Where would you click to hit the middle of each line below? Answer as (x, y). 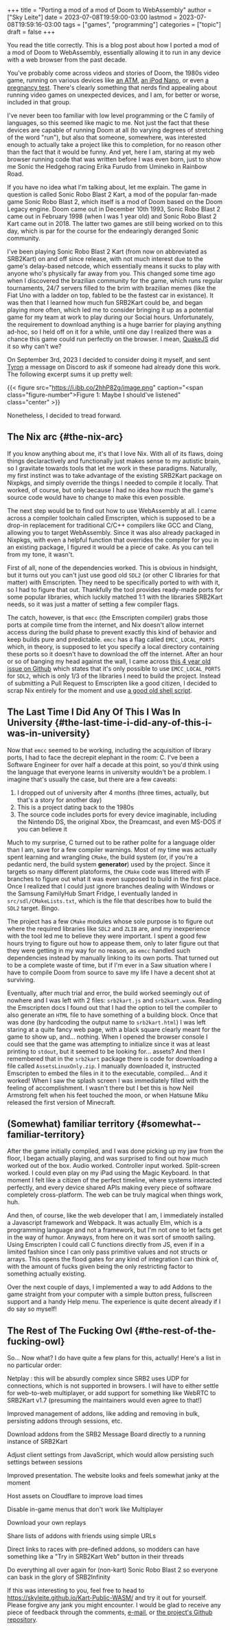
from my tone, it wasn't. (41, 554)
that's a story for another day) (59, 800)
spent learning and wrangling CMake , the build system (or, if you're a (103, 857)
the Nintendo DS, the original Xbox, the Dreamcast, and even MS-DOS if (119, 822)
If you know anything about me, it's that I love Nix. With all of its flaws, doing (115, 453)
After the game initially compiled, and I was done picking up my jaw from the (115, 1151)
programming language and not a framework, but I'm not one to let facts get (115, 1230)
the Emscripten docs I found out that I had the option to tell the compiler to (112, 1007)
